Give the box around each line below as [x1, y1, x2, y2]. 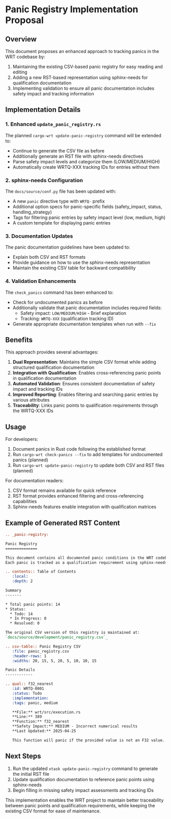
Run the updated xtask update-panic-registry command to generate [12, 765, 158, 772]
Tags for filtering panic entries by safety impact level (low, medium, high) [12, 214, 166, 220]
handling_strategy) [12, 209, 52, 215]
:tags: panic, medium [12, 700, 58, 705]
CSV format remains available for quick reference [12, 487, 117, 493]
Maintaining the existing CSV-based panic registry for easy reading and [12, 64, 163, 69]
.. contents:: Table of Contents [5, 569, 76, 575]
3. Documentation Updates [5, 232, 73, 239]
